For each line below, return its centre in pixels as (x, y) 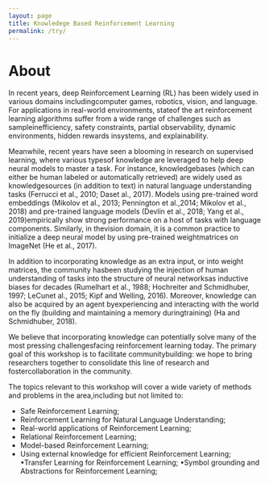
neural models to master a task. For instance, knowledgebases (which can (132, 169)
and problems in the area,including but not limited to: (96, 395)
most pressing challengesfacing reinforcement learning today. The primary (132, 346)
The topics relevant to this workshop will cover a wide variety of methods (130, 387)
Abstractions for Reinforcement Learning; (89, 471)
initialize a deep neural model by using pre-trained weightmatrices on (124, 237)
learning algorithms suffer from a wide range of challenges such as (120, 119)
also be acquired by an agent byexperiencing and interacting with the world (134, 304)
